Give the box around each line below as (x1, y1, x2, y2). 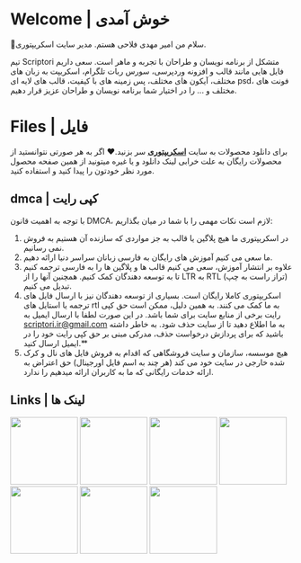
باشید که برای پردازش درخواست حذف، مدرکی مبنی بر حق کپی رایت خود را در (22, 328, 284, 339)
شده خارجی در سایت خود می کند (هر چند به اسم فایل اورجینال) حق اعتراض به (22, 356, 286, 368)
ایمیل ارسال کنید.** (22, 337, 88, 348)
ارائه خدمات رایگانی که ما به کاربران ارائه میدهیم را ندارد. (22, 366, 214, 377)
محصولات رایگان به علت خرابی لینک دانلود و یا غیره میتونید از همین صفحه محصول (10, 156, 282, 166)
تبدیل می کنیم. (22, 280, 73, 291)
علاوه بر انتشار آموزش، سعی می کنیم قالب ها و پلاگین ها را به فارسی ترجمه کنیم (22, 261, 293, 272)
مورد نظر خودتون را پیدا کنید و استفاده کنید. (10, 165, 155, 175)
